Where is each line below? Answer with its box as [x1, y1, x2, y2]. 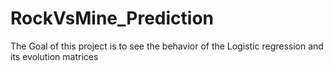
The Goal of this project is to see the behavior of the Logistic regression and [10, 40, 324, 52]
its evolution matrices [10, 50, 99, 62]
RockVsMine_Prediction [10, 7, 215, 30]
